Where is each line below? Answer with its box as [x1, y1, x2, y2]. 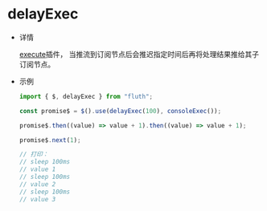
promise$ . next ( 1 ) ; [18, 136, 81, 144]
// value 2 [18, 180, 56, 189]
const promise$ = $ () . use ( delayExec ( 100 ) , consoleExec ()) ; [18, 107, 222, 115]
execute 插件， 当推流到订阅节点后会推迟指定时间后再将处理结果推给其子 [18, 49, 259, 59]
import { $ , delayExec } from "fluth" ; [18, 92, 154, 100]
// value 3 [18, 195, 56, 203]
